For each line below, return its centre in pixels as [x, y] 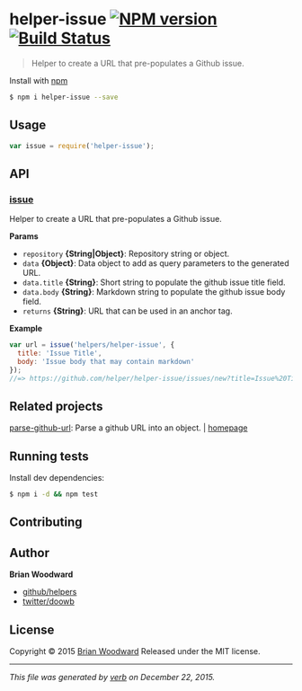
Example [26, 329]
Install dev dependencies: [57, 478]
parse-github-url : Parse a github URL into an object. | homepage [129, 428]
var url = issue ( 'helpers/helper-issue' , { [92, 345]
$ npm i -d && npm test [54, 494]
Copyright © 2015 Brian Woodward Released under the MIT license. [135, 651]
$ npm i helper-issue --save [64, 97]
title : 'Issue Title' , [60, 354]
